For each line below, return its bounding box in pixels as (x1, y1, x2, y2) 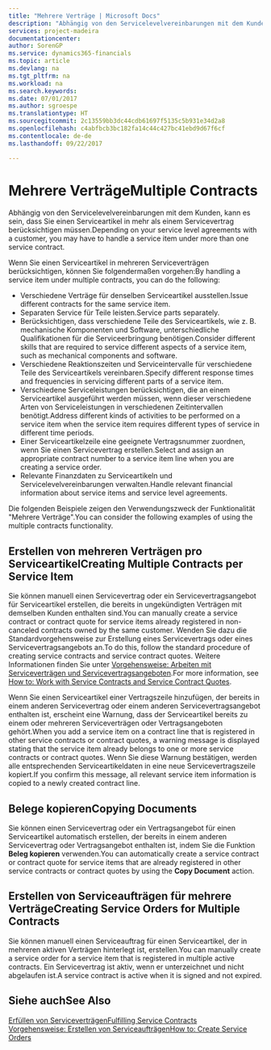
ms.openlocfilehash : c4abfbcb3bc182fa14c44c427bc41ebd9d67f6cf (8, 124, 226, 132)
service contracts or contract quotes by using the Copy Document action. (8, 866, 255, 876)
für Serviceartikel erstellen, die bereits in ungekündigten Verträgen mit (8, 599, 242, 610)
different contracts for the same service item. (19, 300, 171, 309)
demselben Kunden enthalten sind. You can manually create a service (8, 608, 238, 618)
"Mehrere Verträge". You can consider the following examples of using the (8, 512, 253, 522)
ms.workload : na (8, 79, 63, 87)
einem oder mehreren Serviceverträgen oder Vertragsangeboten (8, 718, 223, 728)
